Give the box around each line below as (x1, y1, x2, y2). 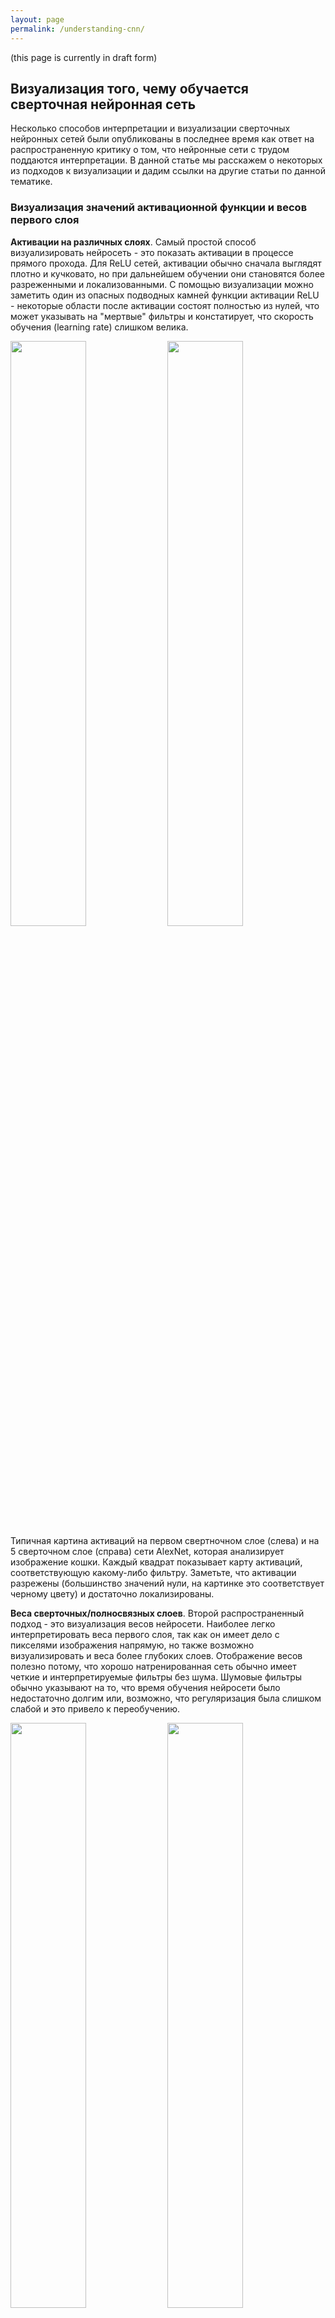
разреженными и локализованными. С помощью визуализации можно (10, 278, 314, 290)
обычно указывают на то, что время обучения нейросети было (10, 1681, 281, 1693)
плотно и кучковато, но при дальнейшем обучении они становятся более (10, 267, 325, 280)
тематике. (10, 176, 53, 188)
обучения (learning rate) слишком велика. (10, 321, 189, 333)
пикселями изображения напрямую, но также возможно (10, 1639, 255, 1651)
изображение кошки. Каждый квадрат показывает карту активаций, (10, 1556, 303, 1568)
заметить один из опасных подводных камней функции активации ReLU (10, 289, 320, 301)
